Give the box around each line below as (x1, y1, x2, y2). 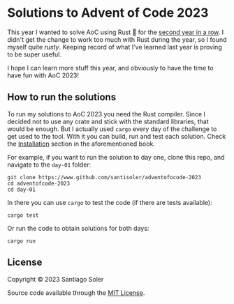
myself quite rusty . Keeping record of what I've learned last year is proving (7, 43, 222, 51)
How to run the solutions (7, 91, 117, 103)
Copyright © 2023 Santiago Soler (7, 275, 104, 283)
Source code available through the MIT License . (7, 288, 145, 297)
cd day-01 (7, 186, 36, 193)
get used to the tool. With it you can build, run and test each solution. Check (7, 132, 226, 140)
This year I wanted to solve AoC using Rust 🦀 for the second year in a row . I (7, 28, 224, 36)
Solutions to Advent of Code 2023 (7, 5, 209, 21)
